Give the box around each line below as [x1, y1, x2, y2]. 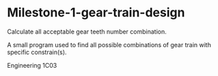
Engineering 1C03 [7, 61, 57, 69]
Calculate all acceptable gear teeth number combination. [7, 27, 167, 36]
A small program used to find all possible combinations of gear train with [7, 40, 212, 49]
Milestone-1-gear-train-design [7, 5, 185, 21]
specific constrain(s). [7, 48, 67, 56]
